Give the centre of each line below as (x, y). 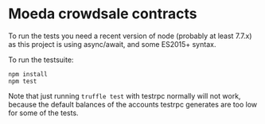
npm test (23, 81)
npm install (28, 74)
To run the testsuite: (41, 60)
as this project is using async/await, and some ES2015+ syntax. (112, 44)
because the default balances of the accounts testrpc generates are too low (133, 104)
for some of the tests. (43, 113)
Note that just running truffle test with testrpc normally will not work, (125, 95)
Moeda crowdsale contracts (103, 14)
